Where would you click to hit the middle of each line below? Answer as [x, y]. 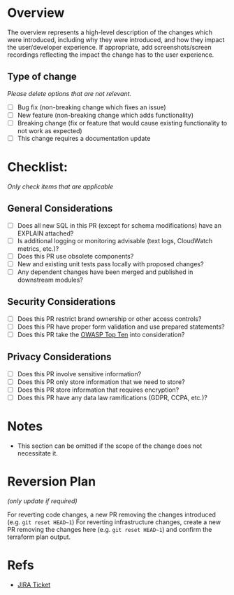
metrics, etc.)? [38, 248]
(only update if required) [43, 501]
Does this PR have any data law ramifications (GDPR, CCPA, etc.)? [112, 398]
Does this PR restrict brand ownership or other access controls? [109, 319]
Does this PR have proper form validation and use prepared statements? [121, 327]
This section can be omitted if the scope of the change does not [110, 446]
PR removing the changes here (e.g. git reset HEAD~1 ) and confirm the [110, 529]
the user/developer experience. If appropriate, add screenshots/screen [109, 47]
